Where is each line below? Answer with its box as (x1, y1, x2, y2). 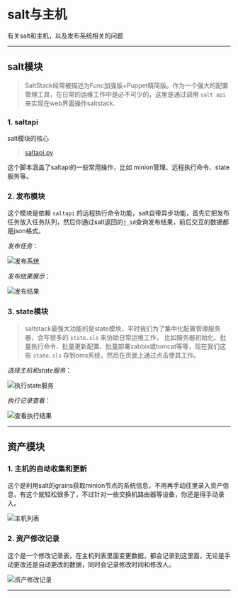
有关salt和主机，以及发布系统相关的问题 (7, 31, 124, 40)
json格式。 (13, 227, 45, 235)
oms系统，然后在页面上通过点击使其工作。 (75, 351, 200, 359)
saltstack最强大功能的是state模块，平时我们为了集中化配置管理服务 (24, 324, 221, 333)
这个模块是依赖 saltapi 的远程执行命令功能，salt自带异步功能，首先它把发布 (7, 209, 230, 218)
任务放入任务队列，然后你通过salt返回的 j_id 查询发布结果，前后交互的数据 (7, 218, 223, 226)
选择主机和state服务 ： (7, 365, 72, 374)
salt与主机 (7, 6, 67, 23)
